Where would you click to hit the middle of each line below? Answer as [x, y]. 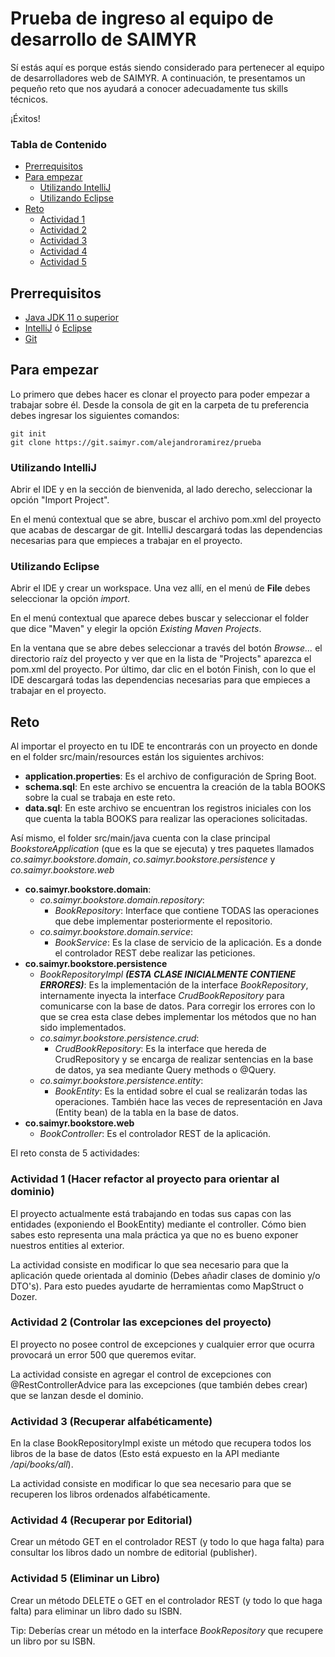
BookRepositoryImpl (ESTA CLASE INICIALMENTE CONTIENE [168, 974]
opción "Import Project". [60, 500]
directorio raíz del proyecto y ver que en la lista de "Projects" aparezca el [161, 659]
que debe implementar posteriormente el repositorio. [163, 921]
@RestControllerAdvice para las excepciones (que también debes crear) [159, 1384]
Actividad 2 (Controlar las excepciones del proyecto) [141, 1322]
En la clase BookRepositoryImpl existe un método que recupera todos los [161, 1443]
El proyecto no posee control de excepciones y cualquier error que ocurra [162, 1344]
